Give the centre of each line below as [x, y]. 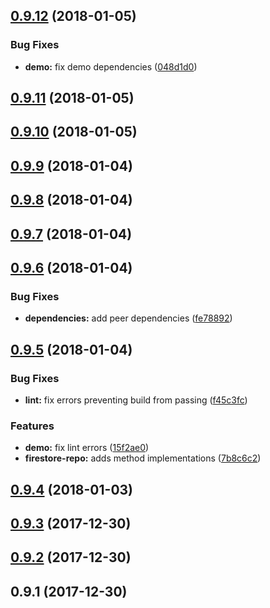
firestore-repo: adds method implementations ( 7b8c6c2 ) [143, 458]
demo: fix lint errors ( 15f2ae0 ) [87, 448]
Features [32, 426]
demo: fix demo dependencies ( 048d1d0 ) [111, 66]
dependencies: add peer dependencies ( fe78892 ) [128, 318]
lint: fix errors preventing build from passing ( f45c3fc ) [136, 400]
